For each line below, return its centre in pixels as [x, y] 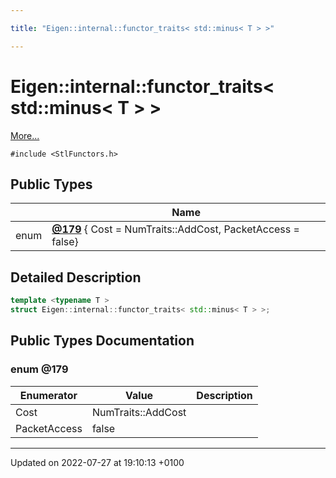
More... [25, 135]
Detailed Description [76, 277]
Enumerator [48, 395]
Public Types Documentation [102, 341]
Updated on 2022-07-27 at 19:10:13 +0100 [97, 462]
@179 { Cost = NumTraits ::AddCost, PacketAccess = [175, 229]
